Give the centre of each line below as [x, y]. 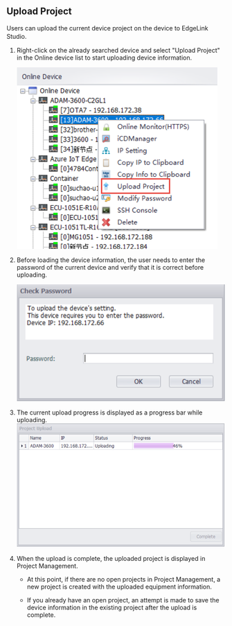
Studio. [17, 36]
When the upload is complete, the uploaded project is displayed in [111, 558]
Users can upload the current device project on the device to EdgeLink [107, 28]
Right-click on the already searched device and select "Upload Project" [118, 50]
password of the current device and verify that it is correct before [110, 267]
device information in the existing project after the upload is [112, 607]
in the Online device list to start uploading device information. [104, 58]
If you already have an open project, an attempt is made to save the [123, 600]
